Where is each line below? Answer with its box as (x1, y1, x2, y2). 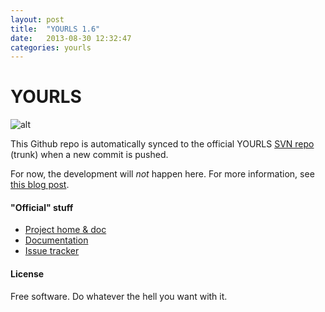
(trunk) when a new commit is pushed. (10, 149, 169, 161)
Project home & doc (24, 224, 107, 236)
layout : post (10, 14, 65, 25)
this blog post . (10, 179, 70, 191)
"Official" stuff (10, 201, 74, 213)
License (10, 267, 45, 280)
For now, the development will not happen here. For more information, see (10, 168, 315, 180)
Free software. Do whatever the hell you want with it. (10, 290, 228, 302)
